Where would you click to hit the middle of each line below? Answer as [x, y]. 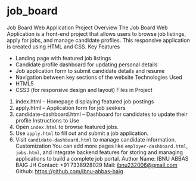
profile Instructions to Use [47, 120]
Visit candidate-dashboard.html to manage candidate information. [96, 139]
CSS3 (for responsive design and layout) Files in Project [84, 90]
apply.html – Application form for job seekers [70, 108]
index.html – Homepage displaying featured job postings [85, 101]
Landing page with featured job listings [63, 58]
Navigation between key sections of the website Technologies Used [99, 77]
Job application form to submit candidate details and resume [90, 70]
